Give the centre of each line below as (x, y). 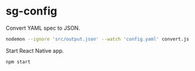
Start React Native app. (35, 50)
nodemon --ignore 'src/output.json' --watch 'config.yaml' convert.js (97, 39)
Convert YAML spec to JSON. (43, 28)
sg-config (31, 11)
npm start (18, 62)
